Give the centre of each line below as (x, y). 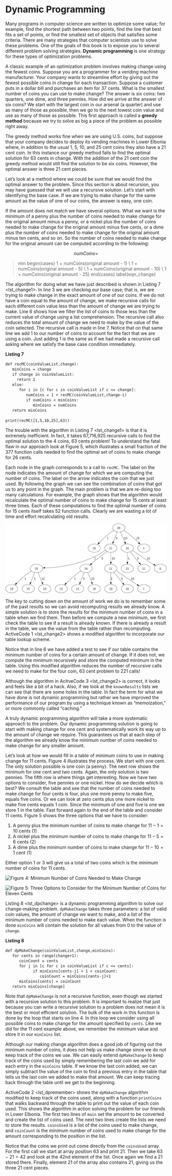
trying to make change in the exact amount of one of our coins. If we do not (85, 295)
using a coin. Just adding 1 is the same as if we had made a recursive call (83, 339)
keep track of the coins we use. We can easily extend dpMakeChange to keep (84, 1055)
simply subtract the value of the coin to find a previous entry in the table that (86, 1071)
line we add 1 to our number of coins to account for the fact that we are (80, 333)
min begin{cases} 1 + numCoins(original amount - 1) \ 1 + (78, 263)
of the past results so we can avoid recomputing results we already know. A (85, 606)
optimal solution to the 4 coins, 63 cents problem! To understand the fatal (83, 441)
